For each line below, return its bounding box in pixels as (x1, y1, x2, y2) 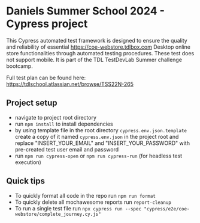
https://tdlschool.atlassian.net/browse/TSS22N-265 (6, 80, 134, 88)
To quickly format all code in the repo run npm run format (14, 192, 156, 199)
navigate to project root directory (14, 114, 97, 121)
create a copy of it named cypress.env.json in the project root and (14, 133, 179, 140)
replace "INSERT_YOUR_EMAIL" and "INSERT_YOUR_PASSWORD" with (14, 139, 190, 147)
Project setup (6, 98, 58, 108)
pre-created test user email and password (14, 145, 119, 153)
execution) (14, 158, 42, 166)
